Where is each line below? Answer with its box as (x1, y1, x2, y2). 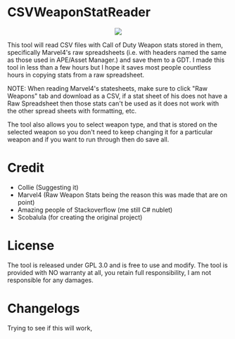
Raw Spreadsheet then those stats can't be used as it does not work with (7, 99, 220, 108)
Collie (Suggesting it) (17, 183, 79, 191)
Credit (7, 160, 44, 176)
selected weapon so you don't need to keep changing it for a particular (7, 127, 213, 136)
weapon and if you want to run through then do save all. (7, 135, 170, 143)
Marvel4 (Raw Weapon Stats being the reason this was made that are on (17, 191, 227, 199)
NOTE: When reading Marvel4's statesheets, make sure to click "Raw (7, 84, 208, 92)
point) (17, 198, 35, 206)
